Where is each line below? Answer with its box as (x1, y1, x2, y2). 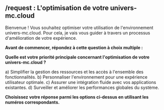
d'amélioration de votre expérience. (5, 35, 77, 41)
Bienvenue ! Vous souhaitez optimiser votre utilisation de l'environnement (5, 25, 154, 30)
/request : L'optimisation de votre (5, 4, 109, 12)
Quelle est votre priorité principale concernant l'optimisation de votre (5, 54, 150, 60)
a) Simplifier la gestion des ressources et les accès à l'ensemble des (5, 69, 144, 75)
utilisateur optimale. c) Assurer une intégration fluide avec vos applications (5, 79, 156, 85)
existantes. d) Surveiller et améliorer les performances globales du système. (5, 84, 160, 90)
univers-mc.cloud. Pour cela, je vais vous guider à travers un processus (5, 29, 151, 36)
